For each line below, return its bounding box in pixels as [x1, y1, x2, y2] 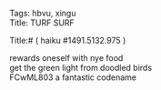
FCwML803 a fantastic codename [9, 72, 136, 83]
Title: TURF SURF [9, 17, 75, 28]
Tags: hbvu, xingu [9, 8, 76, 18]
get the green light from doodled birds [9, 63, 153, 73]
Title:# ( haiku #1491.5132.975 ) [9, 35, 126, 45]
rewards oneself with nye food [9, 53, 124, 63]
